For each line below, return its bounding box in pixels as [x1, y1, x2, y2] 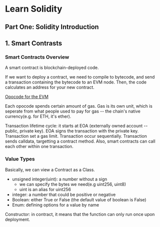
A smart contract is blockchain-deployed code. [5, 65, 99, 71]
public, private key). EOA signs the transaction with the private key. [5, 128, 139, 134]
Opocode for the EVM [5, 94, 48, 100]
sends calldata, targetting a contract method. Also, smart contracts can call [5, 138, 156, 144]
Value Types [5, 156, 35, 162]
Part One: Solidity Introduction [5, 23, 99, 31]
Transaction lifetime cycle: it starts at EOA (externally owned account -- [5, 123, 148, 129]
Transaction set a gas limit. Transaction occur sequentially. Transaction [5, 133, 147, 139]
